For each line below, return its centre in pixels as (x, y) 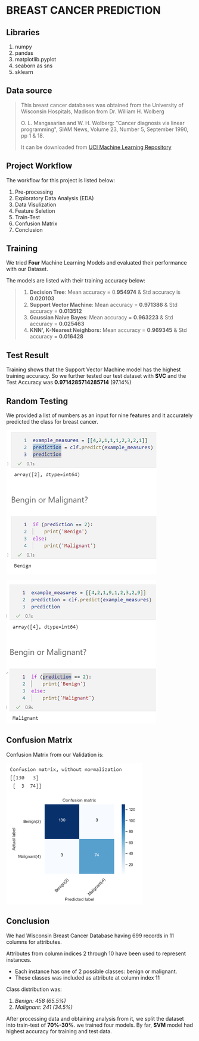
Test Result (27, 355)
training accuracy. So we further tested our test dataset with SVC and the (96, 376)
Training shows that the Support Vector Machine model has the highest (94, 369)
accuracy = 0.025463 (57, 324)
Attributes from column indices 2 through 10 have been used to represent (96, 953)
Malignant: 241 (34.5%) (44, 1007)
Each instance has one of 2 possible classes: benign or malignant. (96, 971)
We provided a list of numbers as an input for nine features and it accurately (99, 415)
